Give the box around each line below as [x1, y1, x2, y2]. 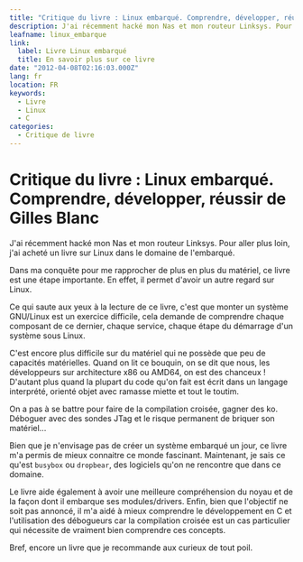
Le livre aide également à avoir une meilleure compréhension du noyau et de [9, 486, 293, 497]
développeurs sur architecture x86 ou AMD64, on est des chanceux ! [9, 366, 266, 377]
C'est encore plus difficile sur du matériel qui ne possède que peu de [9, 347, 266, 358]
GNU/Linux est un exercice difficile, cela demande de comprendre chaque [9, 310, 284, 321]
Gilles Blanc [9, 208, 100, 228]
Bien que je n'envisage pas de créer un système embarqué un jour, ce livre [9, 439, 288, 451]
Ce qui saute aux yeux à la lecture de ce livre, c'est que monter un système [9, 301, 289, 312]
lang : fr [9, 72, 42, 81]
